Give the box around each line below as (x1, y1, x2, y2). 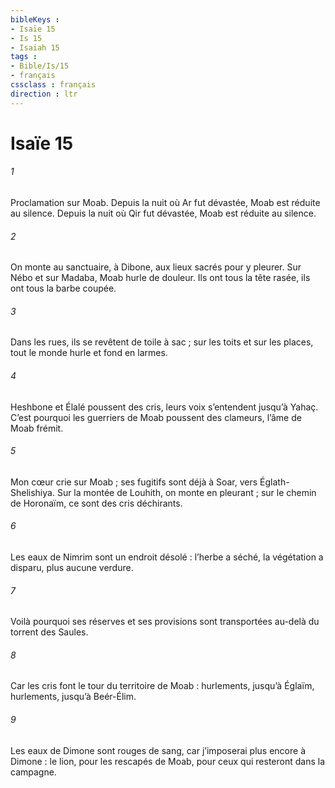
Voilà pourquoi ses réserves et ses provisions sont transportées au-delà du (10, 616, 320, 628)
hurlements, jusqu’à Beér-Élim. (10, 691, 137, 703)
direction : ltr (10, 89, 78, 99)
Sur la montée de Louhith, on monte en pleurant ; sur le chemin (56, 486, 317, 498)
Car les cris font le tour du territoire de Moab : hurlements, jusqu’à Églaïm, (10, 680, 315, 692)
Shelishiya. (10, 486, 55, 498)
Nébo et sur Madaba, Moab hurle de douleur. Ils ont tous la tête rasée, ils (10, 272, 311, 284)
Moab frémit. (10, 422, 64, 434)
